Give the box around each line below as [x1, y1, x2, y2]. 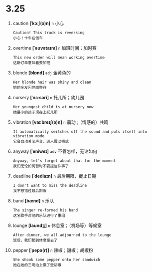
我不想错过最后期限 [12, 188, 47, 193]
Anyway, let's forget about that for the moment [12, 158, 116, 163]
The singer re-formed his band [12, 207, 78, 213]
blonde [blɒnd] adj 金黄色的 [12, 70, 71, 76]
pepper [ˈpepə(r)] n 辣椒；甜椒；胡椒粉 [12, 247, 94, 253]
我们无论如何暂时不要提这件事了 [12, 163, 69, 168]
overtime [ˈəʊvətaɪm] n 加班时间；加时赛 [12, 45, 97, 51]
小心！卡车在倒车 [12, 36, 43, 41]
